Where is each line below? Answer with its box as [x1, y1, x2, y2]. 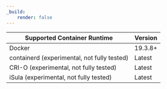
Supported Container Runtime [25, 34, 113, 42]
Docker [9, 43, 30, 52]
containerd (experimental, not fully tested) [9, 54, 129, 62]
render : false [17, 14, 52, 20]
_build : [6, 8, 26, 15]
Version [134, 34, 158, 42]
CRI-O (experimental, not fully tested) [9, 63, 117, 72]
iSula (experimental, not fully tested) [9, 73, 112, 81]
